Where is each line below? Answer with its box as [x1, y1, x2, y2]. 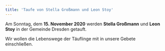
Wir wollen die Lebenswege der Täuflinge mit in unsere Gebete [5, 36, 136, 42]
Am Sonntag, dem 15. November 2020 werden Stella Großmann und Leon [5, 21, 160, 27]
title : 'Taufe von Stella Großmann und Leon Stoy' [5, 7, 114, 12]
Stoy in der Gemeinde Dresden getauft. [5, 26, 87, 32]
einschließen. [5, 41, 33, 47]
